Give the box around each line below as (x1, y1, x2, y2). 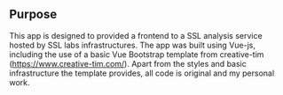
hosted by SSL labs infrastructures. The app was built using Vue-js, (9, 40, 255, 50)
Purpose (9, 7, 58, 22)
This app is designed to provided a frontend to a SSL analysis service (9, 30, 263, 40)
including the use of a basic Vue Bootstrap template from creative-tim (9, 48, 264, 60)
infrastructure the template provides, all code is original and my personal (9, 68, 275, 78)
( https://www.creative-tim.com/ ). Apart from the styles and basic (9, 58, 247, 69)
